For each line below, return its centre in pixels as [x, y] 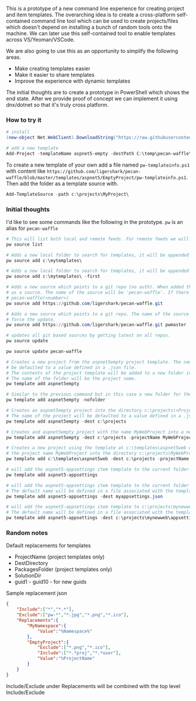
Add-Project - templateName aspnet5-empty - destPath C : [74, 154]
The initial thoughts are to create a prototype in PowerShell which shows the [98, 92]
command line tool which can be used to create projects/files [105, 21]
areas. [14, 57]
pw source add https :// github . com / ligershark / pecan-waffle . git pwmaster [96, 325]
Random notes [27, 533]
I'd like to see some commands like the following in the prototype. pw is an [94, 222]
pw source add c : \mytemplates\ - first [53, 277]
